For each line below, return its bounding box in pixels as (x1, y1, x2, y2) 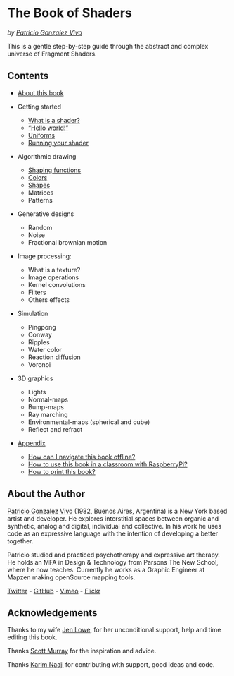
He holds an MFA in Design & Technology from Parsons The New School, (7, 557, 219, 566)
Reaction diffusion (27, 353, 81, 361)
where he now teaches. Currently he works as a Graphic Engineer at (7, 565, 205, 574)
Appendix (17, 439, 46, 447)
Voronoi (27, 360, 51, 368)
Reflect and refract (27, 425, 83, 433)
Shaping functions (27, 166, 82, 174)
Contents (7, 70, 49, 82)
